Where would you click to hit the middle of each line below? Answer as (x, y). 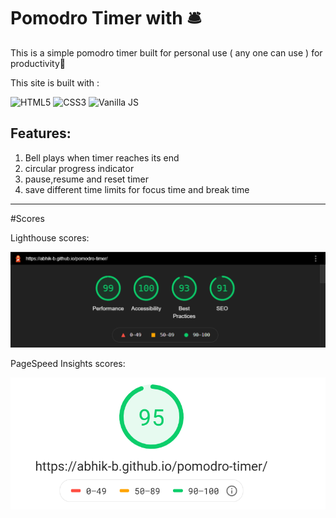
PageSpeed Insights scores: (68, 364)
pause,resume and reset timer (87, 179)
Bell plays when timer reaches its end (102, 157)
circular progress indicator (79, 168)
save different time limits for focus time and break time (137, 189)
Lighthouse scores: (50, 237)
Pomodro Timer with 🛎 (106, 18)
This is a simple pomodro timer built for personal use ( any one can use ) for (166, 52)
